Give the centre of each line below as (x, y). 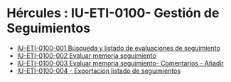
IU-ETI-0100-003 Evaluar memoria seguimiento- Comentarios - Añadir (120, 63)
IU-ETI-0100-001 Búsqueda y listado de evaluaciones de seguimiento (119, 48)
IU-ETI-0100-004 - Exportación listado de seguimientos (99, 71)
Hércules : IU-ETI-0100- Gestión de (113, 13)
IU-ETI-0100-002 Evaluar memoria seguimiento (87, 56)
